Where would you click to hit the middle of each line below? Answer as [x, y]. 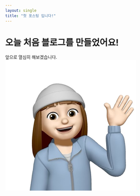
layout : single [21, 10]
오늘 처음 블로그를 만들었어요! [62, 43]
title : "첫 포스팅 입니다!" [31, 16]
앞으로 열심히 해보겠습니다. [31, 57]
